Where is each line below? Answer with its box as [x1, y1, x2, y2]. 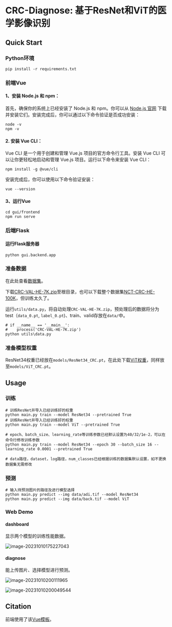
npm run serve [5, 214, 36, 219]
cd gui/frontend [5, 210, 40, 215]
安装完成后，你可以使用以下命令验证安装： [5, 176, 95, 182]
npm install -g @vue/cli [5, 167, 58, 172]
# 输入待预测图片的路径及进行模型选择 [5, 488, 75, 493]
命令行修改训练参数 [5, 437, 40, 443]
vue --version [5, 186, 36, 192]
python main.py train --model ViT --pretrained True [5, 422, 120, 427]
